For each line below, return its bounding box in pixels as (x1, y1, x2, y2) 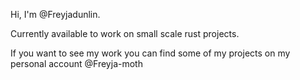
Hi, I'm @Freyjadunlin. (10, 9, 101, 20)
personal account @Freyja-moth (10, 58, 143, 69)
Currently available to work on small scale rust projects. (10, 28, 240, 39)
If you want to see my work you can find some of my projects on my (10, 47, 291, 59)
